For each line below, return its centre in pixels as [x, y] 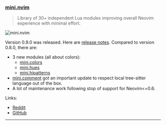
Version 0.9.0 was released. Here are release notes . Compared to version [80, 42]
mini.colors [31, 62]
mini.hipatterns [35, 73]
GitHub [20, 113]
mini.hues [30, 67]
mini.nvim [17, 7]
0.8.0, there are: [21, 48]
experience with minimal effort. [49, 23]
